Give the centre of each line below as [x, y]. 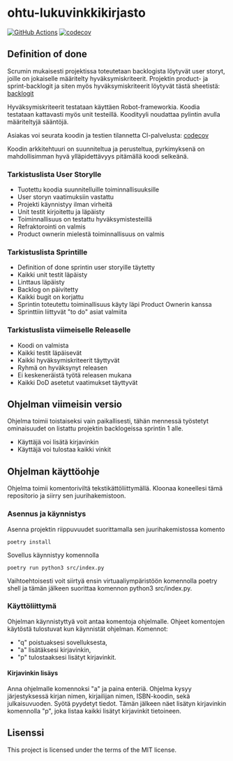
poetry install [29, 542]
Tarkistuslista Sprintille [47, 252]
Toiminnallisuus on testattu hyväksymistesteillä [84, 219]
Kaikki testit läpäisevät [50, 353]
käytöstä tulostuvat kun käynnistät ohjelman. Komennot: [88, 629]
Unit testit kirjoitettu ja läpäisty [61, 212]
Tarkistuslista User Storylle [54, 174]
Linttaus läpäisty [41, 282]
